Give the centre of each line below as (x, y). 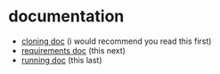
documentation (66, 16)
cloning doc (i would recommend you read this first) (116, 41)
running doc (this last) (61, 60)
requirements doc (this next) (73, 50)
